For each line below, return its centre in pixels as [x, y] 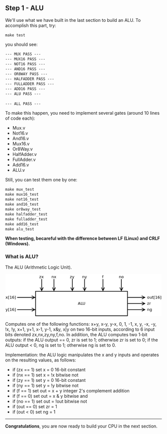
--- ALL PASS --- [23, 104]
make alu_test [20, 229]
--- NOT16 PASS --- [25, 64]
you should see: [22, 44]
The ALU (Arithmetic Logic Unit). [39, 267]
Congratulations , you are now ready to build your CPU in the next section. [81, 426]
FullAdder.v [24, 159]
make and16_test [22, 204]
